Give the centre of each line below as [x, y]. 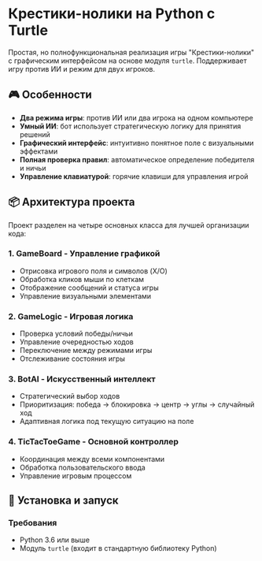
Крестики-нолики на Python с [112, 14]
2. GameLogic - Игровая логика [71, 316]
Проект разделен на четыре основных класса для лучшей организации [129, 225]
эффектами [39, 151]
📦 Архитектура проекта [72, 202]
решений [35, 134]
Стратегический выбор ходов [70, 396]
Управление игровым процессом [76, 476]
